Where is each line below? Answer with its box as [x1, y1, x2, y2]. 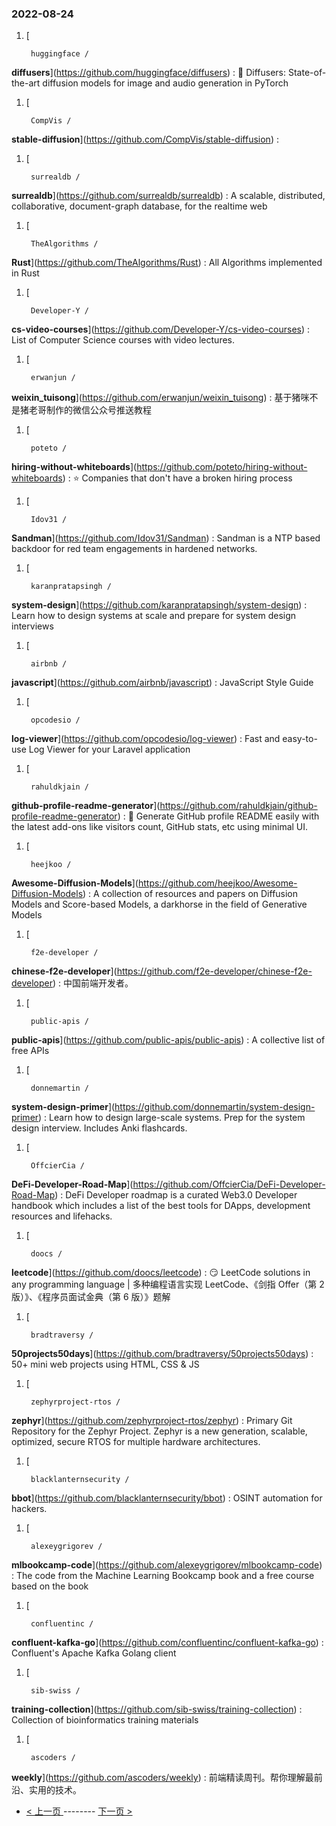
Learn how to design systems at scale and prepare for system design [11, 610, 297, 622]
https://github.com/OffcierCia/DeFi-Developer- [132, 1178, 326, 1191]
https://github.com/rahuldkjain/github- [159, 800, 318, 812]
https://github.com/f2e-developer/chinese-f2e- [116, 965, 313, 977]
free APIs [11, 1045, 50, 1057]
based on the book [11, 1580, 89, 1592]
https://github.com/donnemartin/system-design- [114, 1101, 316, 1113]
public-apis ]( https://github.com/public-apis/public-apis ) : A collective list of [11, 1034, 326, 1046]
